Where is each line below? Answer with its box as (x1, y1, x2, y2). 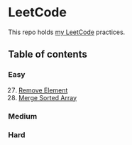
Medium (8, 111, 38, 121)
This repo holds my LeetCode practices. (8, 28, 126, 36)
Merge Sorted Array (18, 93, 77, 102)
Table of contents (8, 48, 87, 60)
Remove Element (18, 86, 68, 95)
